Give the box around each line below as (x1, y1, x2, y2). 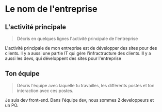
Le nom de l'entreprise (5, 3, 98, 15)
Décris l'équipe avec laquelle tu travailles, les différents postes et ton (16, 82, 155, 88)
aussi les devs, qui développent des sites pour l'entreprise (5, 56, 121, 61)
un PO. (5, 102, 18, 108)
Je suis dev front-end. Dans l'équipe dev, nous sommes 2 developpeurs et (5, 97, 154, 103)
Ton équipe (5, 70, 40, 78)
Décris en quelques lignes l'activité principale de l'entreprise (16, 36, 138, 41)
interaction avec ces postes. (16, 88, 74, 93)
